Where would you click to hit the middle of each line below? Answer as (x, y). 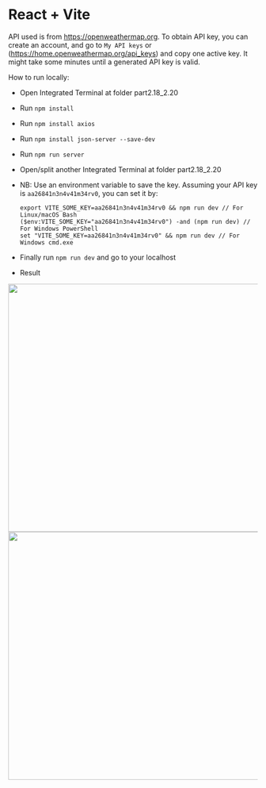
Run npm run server (52, 154)
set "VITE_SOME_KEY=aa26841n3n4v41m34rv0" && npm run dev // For (129, 236)
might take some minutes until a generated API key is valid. (104, 62)
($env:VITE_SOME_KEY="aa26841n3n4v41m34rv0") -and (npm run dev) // (135, 221)
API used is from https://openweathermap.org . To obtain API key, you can (128, 37)
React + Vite (49, 15)
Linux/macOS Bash (48, 215)
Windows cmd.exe (46, 242)
